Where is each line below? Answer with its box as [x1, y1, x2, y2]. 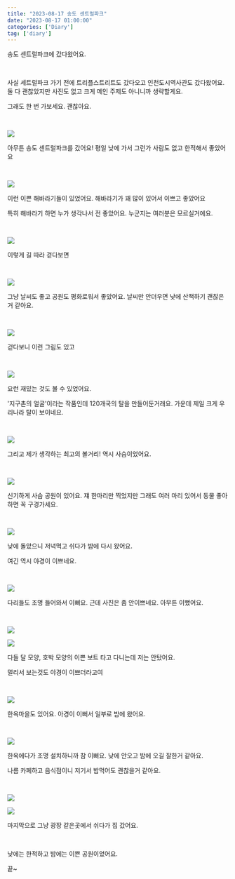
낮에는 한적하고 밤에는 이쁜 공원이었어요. [7, 850, 118, 858]
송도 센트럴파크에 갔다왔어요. [7, 50, 86, 58]
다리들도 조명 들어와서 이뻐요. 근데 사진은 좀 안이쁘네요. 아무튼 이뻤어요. [7, 598, 203, 607]
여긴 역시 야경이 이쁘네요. [7, 557, 77, 565]
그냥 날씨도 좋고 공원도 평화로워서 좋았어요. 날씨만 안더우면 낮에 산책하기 [7, 293, 206, 301]
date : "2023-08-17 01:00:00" [7, 17, 93, 24]
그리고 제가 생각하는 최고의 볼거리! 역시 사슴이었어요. [7, 450, 152, 458]
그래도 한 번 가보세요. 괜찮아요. [7, 102, 92, 111]
